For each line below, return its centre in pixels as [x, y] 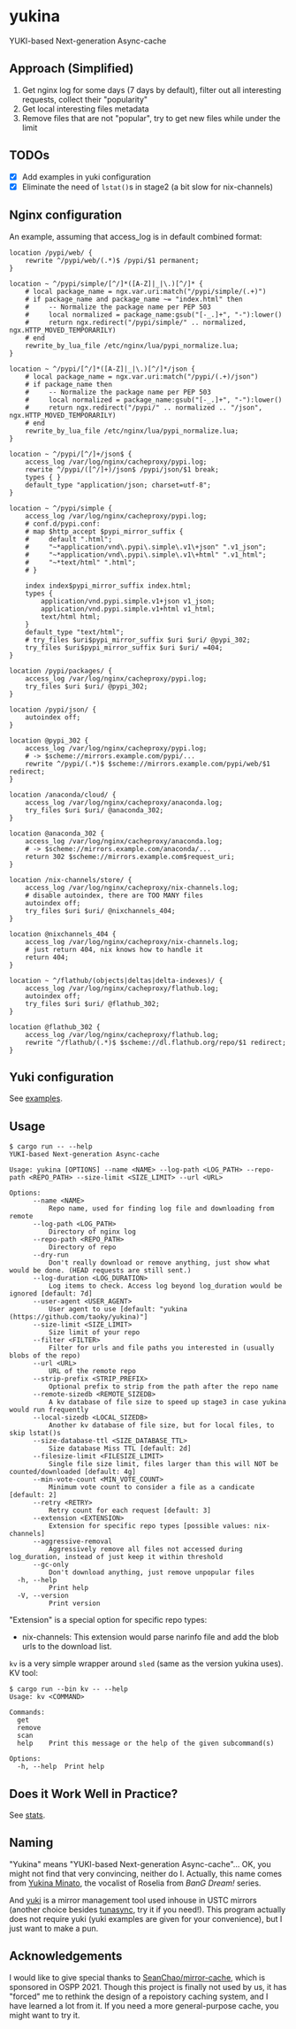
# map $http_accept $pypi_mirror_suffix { [104, 531]
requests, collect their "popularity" [85, 99]
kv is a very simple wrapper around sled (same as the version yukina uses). [146, 1664]
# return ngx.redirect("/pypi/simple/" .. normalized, [136, 322]
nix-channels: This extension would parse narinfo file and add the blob [150, 1637]
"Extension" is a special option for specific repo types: [108, 1620]
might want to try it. [45, 2015]
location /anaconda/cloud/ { [63, 795]
